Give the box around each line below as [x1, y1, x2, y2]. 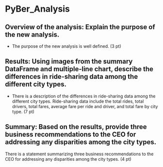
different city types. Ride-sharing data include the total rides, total [12, 98, 144, 104]
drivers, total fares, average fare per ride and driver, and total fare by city [12, 103, 158, 109]
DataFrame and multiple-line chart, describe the [5, 65, 154, 74]
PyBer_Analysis [5, 3, 70, 15]
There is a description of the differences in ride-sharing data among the [12, 93, 156, 99]
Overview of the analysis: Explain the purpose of [5, 23, 155, 31]
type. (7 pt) [12, 109, 35, 114]
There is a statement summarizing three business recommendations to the [5, 151, 154, 157]
